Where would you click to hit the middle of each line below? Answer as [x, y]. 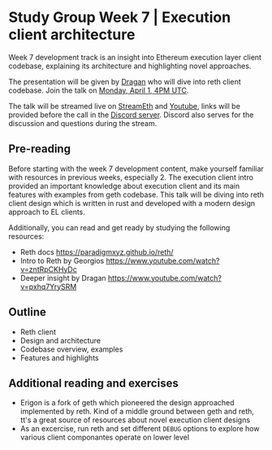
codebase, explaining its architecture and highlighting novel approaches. [130, 66]
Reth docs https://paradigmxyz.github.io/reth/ [97, 251]
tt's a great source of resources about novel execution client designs [135, 420]
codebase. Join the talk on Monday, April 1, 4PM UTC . [99, 90]
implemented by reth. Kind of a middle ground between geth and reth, [137, 412]
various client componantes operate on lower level [104, 437]
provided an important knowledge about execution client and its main [124, 186]
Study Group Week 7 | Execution [120, 17]
